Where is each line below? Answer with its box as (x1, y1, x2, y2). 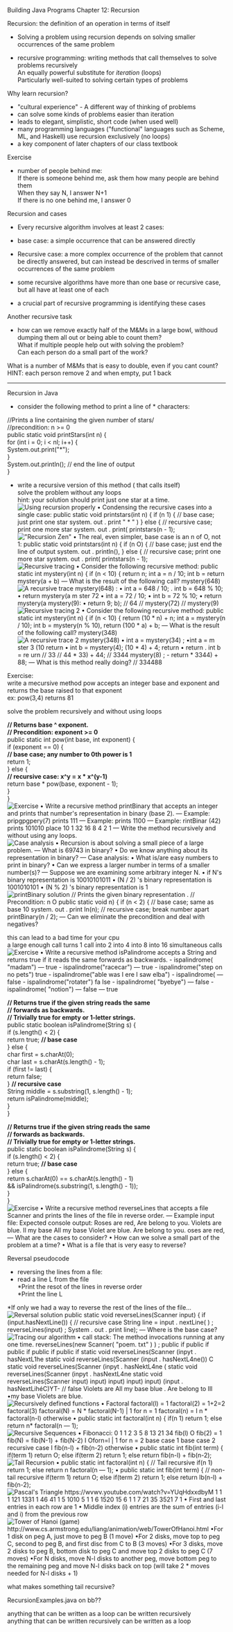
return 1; (7, 757, 31, 766)
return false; (7, 1073, 42, 1080)
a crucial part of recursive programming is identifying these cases (17, 299, 206, 307)
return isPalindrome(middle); (7, 1094, 89, 1103)
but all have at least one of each (17, 286, 109, 294)
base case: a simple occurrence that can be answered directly (17, 236, 196, 245)
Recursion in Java (7, 389, 58, 397)
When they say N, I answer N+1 (17, 189, 107, 197)
